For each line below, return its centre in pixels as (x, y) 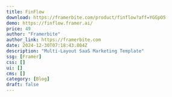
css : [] (16, 62)
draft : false (23, 85)
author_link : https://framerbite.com (54, 40)
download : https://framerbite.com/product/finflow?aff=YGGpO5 (86, 17)
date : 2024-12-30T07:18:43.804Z (47, 46)
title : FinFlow (25, 12)
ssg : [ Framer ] (24, 57)
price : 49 (19, 29)
